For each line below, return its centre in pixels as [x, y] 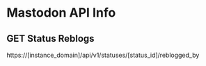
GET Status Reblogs [50, 39]
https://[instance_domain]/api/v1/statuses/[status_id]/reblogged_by [103, 55]
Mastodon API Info [61, 13]
